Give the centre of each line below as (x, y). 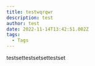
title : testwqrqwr (30, 12)
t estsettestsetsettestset (36, 58)
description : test (30, 18)
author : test (23, 23)
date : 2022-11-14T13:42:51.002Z (47, 29)
